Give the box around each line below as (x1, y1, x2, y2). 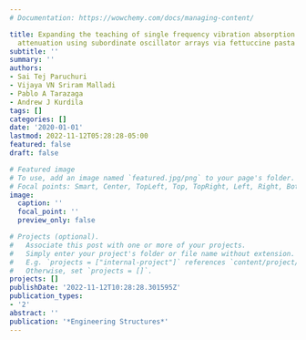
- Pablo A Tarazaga (9, 88, 84, 98)
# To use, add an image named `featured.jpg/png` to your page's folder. (9, 173, 296, 182)
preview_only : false (17, 216, 96, 225)
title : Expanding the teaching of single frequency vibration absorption (9, 29, 296, 39)
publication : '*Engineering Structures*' (9, 316, 169, 326)
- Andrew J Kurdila (9, 98, 84, 107)
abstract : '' (9, 308, 59, 317)
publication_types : (9, 292, 84, 301)
